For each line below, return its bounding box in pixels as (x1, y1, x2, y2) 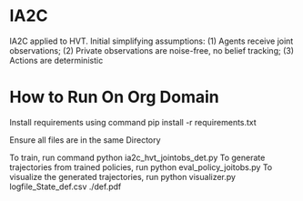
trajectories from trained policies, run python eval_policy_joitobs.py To (9, 161, 273, 173)
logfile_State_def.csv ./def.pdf (9, 181, 122, 192)
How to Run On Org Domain (9, 87, 220, 107)
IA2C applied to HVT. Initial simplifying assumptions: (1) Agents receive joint (9, 35, 294, 46)
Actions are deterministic (9, 55, 104, 65)
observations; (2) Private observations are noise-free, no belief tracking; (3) (9, 45, 294, 55)
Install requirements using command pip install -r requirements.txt (9, 116, 257, 127)
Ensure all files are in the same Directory (9, 134, 161, 146)
